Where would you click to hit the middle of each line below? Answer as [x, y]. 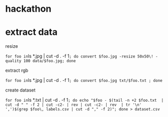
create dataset [20, 90]
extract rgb [17, 70]
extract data [31, 32]
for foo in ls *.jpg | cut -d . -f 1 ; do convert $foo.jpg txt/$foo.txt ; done [84, 80]
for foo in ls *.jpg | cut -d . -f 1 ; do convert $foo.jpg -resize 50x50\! [79, 56]
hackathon [28, 9]
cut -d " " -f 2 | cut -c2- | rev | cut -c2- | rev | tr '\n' [74, 105]
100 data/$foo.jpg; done [50, 61]
